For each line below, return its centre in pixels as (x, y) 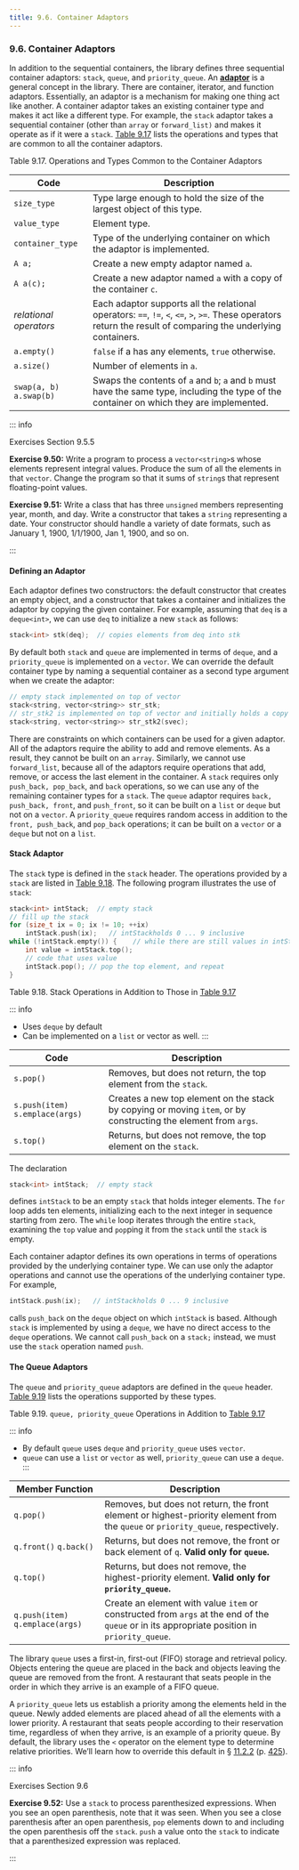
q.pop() (30, 1515)
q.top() (30, 1577)
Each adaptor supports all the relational (174, 304)
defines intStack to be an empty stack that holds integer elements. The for (147, 1202)
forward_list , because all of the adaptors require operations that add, (137, 767)
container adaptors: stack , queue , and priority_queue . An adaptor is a (137, 77)
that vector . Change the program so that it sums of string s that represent (144, 478)
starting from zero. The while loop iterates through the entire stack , (133, 1220)
